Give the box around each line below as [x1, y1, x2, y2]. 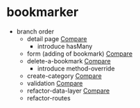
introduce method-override [37, 64, 115, 72]
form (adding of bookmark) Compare [26, 49, 133, 58]
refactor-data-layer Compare [26, 86, 110, 95]
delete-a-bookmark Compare [26, 56, 112, 65]
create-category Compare [26, 71, 102, 80]
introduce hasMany [37, 42, 93, 50]
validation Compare [26, 79, 83, 87]
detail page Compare [26, 34, 87, 43]
